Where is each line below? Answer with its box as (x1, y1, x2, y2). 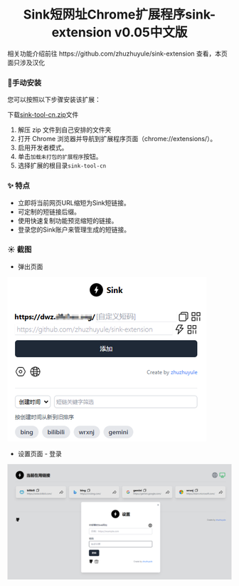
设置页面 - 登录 (17, 449, 63, 458)
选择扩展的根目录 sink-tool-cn (17, 161, 107, 170)
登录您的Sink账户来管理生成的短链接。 (17, 225, 131, 234)
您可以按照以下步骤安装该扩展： (7, 96, 101, 104)
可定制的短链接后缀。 (17, 207, 80, 216)
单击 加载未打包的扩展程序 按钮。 (17, 153, 102, 161)
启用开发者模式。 (17, 143, 68, 152)
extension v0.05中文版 (51, 24, 188, 41)
